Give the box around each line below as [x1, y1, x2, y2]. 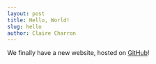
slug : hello [7, 23, 42, 30]
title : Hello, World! [7, 17, 70, 24]
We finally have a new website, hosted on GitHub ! [7, 49, 150, 57]
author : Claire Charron [7, 29, 77, 37]
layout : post [7, 10, 45, 17]
